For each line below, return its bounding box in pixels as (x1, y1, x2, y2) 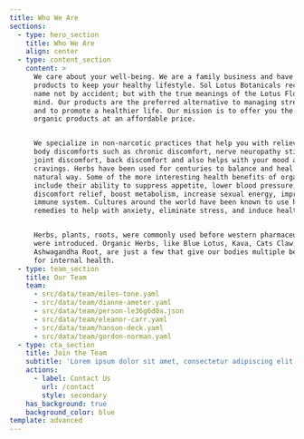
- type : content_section (17, 55, 111, 64)
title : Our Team (25, 273, 88, 282)
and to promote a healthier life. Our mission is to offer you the (33, 106, 294, 115)
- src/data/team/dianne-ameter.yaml (33, 298, 172, 307)
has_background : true (25, 399, 107, 408)
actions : (25, 366, 59, 375)
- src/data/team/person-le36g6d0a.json (33, 307, 184, 316)
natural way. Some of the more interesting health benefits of (33, 172, 278, 181)
